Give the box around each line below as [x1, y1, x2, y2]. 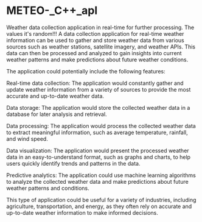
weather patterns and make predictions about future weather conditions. [6, 56, 189, 63]
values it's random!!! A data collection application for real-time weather [6, 30, 184, 37]
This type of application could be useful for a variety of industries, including [6, 196, 197, 203]
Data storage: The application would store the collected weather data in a [6, 104, 190, 111]
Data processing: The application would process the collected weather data [6, 122, 196, 129]
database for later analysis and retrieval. [6, 110, 108, 118]
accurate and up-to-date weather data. [6, 92, 105, 99]
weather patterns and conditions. [6, 184, 89, 192]
